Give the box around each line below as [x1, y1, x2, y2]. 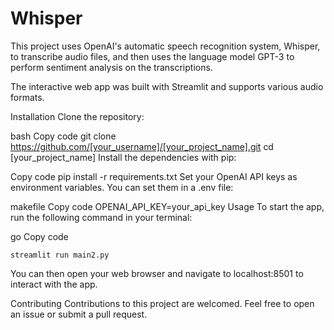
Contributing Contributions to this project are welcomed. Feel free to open [10, 297, 315, 309]
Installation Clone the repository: [10, 110, 145, 122]
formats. [10, 91, 45, 103]
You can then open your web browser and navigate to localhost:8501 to [10, 267, 304, 279]
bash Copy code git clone [10, 130, 117, 142]
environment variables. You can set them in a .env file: [10, 181, 234, 193]
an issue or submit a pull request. [10, 308, 148, 320]
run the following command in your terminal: [10, 211, 193, 223]
